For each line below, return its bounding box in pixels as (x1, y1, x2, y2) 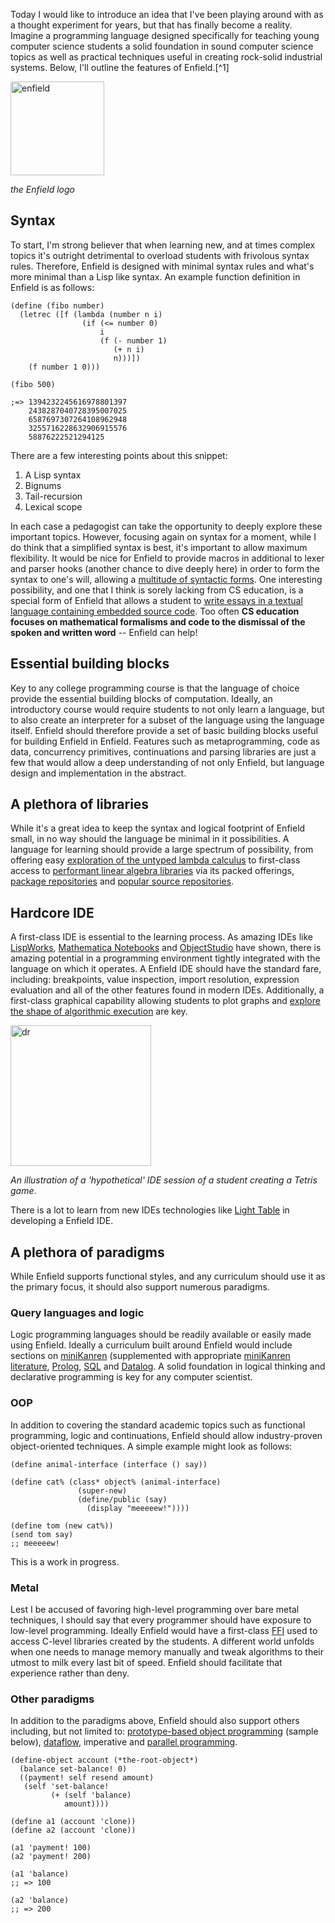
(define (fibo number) (10, 300, 105, 311)
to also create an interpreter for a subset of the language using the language (10, 714, 325, 726)
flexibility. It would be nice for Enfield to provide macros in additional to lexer (10, 552, 325, 564)
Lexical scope (24, 500, 83, 513)
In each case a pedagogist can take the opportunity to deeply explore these (10, 520, 323, 532)
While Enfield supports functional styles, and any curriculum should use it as (10, 1270, 326, 1283)
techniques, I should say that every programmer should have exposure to (10, 1614, 312, 1626)
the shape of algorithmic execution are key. (10, 1005, 188, 1018)
